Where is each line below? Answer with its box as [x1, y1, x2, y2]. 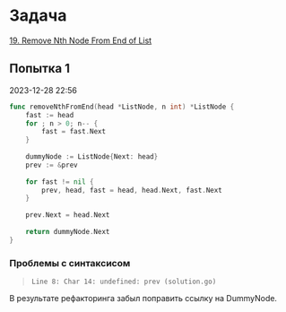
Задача [9, 5, 67, 26]
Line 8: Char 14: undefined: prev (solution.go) [30, 277, 217, 286]
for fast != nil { [25, 177, 94, 186]
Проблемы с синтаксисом [9, 256, 131, 269]
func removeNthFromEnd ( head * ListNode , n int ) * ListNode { [9, 102, 235, 111]
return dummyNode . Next [25, 227, 110, 236]
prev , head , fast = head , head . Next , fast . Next [41, 186, 222, 195]
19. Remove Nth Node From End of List [9, 35, 152, 46]
